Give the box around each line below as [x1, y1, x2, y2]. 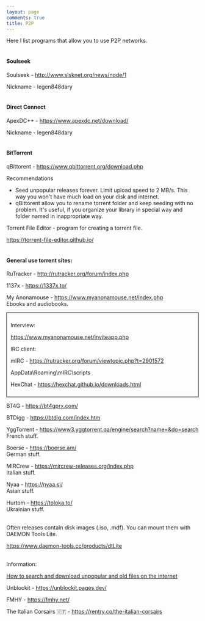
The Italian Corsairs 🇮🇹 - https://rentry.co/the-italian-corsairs [6, 608, 163, 616]
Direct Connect [6, 103, 46, 111]
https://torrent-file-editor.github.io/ [6, 236, 94, 243]
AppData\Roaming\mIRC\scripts [10, 369, 91, 376]
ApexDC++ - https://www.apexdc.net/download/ [6, 117, 129, 124]
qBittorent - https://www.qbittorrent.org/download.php [6, 162, 143, 170]
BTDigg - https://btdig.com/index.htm [6, 414, 101, 421]
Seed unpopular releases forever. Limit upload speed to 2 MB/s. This [15, 186, 188, 194]
